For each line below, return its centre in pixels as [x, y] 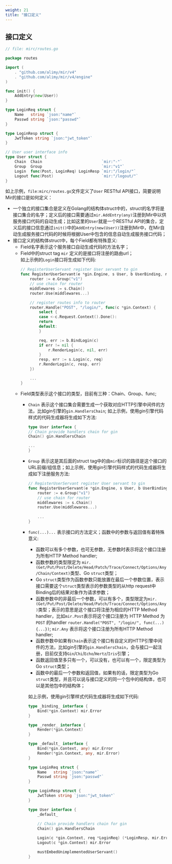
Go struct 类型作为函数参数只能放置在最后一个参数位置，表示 [100, 579]
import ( [15, 68]
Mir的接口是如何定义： [29, 197]
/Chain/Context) [53, 573]
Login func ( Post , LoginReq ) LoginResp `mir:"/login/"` [76, 171]
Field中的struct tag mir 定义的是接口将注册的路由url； [77, 253]
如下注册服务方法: [51, 474]
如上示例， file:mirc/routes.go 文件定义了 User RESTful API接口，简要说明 [83, 191]
